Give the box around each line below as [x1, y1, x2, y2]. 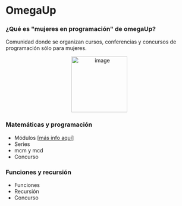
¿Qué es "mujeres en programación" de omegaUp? [5, 25, 156, 33]
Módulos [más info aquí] [14, 134, 74, 141]
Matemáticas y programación [5, 120, 93, 129]
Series [14, 141, 30, 148]
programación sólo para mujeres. [5, 45, 87, 52]
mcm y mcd [14, 146, 43, 154]
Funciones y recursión [5, 168, 72, 176]
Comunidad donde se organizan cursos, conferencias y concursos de [5, 38, 177, 45]
